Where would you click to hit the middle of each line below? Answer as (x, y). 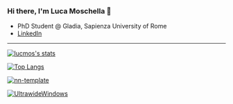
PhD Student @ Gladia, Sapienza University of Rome (92, 26)
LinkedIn (29, 33)
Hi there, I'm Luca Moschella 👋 (59, 11)
